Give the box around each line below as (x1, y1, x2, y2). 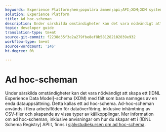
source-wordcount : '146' (5, 44, 56, 49)
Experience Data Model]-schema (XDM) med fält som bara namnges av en (5, 96, 157, 101)
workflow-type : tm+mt (5, 39, 50, 44)
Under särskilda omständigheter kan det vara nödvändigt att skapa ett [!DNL (5, 90, 161, 96)
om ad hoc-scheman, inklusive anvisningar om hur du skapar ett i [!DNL (5, 116, 152, 122)
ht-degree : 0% (5, 48, 35, 53)
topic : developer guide (5, 26, 54, 31)
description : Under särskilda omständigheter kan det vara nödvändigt (5, 21, 154, 26)
